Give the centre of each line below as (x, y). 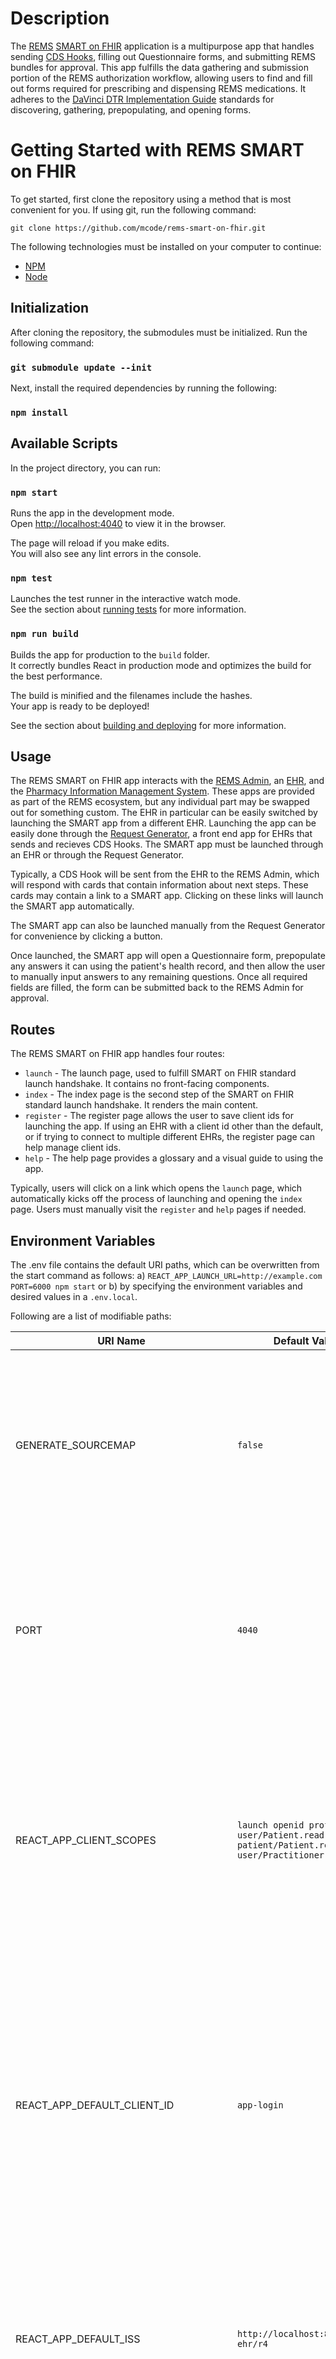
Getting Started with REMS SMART (157, 150)
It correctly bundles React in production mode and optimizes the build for (161, 665)
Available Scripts (64, 443)
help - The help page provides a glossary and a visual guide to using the (174, 1158)
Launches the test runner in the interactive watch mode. (126, 599)
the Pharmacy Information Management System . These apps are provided (162, 791)
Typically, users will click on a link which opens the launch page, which (156, 1188)
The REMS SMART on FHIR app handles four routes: (117, 1054)
